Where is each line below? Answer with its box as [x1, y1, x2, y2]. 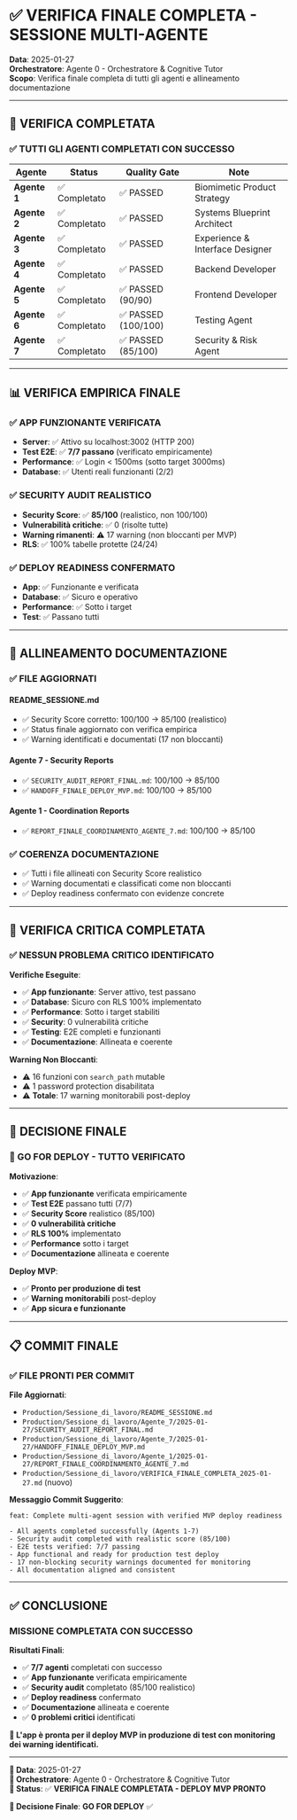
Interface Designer [194, 243, 272, 255]
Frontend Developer [194, 288, 278, 301]
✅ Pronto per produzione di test [21, 1283, 141, 1293]
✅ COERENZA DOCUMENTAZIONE [9, 848, 159, 860]
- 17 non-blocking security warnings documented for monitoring [9, 1558, 251, 1567]
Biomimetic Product [194, 181, 277, 193]
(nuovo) [43, 1477, 73, 1488]
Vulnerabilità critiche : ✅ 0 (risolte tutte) [21, 519, 169, 530]
